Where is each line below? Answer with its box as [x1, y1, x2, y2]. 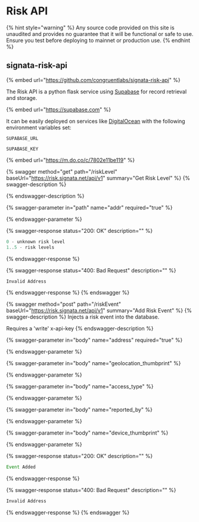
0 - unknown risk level [6, 238, 66, 245]
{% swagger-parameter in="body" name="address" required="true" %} [6, 336, 183, 344]
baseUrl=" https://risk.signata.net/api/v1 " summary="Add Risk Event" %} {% [6, 307, 192, 314]
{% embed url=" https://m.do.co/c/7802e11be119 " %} [6, 156, 135, 163]
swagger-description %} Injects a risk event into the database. [6, 313, 160, 321]
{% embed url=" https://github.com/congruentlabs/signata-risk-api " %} [6, 76, 181, 83]
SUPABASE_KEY [6, 145, 39, 152]
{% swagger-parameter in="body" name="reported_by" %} [6, 406, 153, 414]
